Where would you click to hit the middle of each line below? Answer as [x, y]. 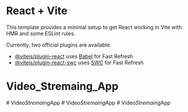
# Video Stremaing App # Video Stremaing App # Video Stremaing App [88, 103]
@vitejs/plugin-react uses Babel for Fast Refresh [74, 56]
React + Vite [37, 11]
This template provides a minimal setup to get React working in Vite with [94, 27]
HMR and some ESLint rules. [41, 33]
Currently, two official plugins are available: [59, 45]
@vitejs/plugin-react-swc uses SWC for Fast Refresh [79, 62]
